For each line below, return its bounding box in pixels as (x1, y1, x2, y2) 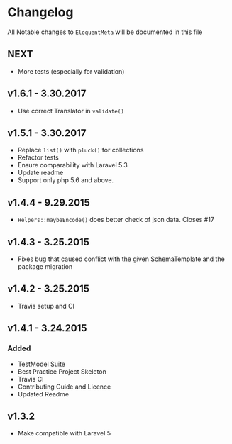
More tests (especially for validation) (17, 67, 125, 75)
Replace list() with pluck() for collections (17, 146, 144, 155)
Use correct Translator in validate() (17, 106, 124, 115)
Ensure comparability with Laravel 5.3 (17, 161, 128, 170)
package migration (17, 262, 73, 270)
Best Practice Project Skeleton (17, 367, 106, 376)
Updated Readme (17, 389, 70, 398)
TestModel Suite (17, 360, 66, 368)
